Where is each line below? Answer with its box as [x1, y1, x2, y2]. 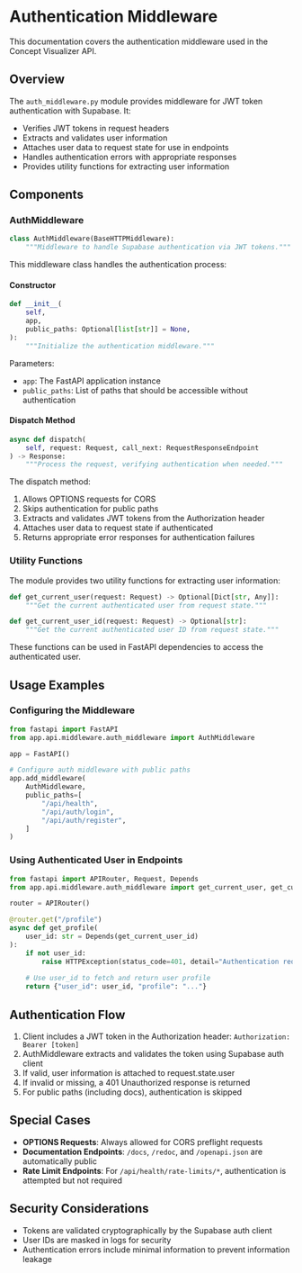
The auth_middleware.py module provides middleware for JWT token [9, 95, 263, 106]
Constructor [9, 279, 57, 290]
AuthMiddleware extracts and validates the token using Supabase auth [22, 1048, 285, 1059]
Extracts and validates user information [22, 132, 168, 143]
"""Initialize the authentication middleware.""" [25, 341, 216, 350]
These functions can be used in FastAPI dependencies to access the [9, 642, 263, 653]
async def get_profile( [9, 924, 99, 933]
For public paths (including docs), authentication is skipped [22, 1087, 243, 1097]
